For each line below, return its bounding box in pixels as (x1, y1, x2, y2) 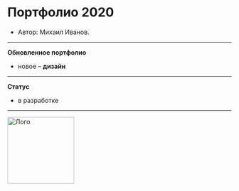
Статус (7, 82, 30, 91)
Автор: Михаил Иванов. (17, 28, 90, 36)
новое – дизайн (17, 62, 66, 70)
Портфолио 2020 (7, 4, 115, 21)
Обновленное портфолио (7, 48, 87, 57)
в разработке (17, 96, 59, 104)
